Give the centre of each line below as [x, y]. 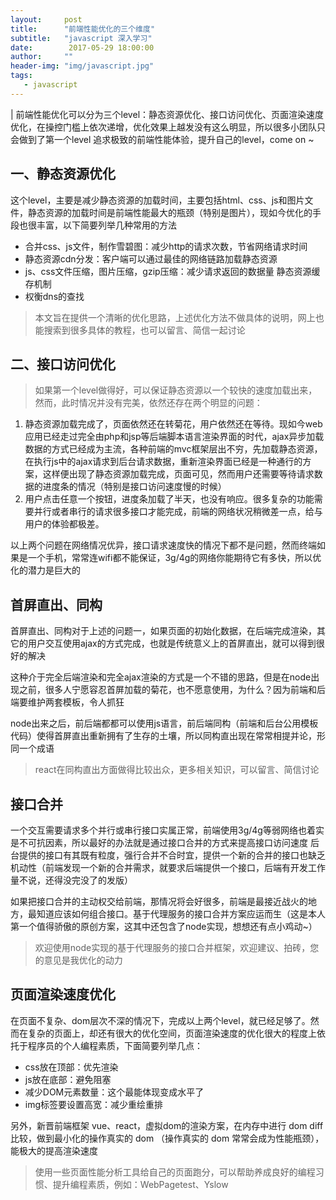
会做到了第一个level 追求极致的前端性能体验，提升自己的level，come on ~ [162, 139]
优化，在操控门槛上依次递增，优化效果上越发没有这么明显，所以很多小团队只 [168, 127]
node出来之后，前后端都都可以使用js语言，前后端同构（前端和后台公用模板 [164, 723]
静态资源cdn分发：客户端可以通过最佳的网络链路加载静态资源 [151, 258]
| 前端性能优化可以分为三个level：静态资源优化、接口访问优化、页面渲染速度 [167, 114]
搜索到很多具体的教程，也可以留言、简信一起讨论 [144, 330]
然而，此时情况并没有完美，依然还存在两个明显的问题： [148, 403]
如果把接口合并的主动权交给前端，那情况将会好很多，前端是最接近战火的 [159, 901]
